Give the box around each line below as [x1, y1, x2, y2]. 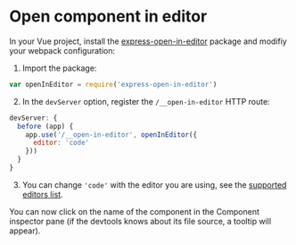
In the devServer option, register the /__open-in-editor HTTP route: [21, 96, 270, 106]
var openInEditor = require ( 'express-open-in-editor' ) [9, 80, 218, 89]
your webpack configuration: [9, 45, 116, 55]
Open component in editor [9, 6, 208, 27]
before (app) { [17, 122, 74, 131]
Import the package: [21, 63, 97, 73]
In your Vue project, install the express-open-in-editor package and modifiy [9, 36, 287, 46]
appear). [9, 225, 41, 236]
